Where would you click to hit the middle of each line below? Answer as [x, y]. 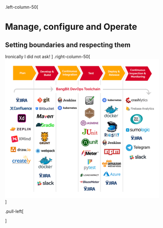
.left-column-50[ [22, 7]
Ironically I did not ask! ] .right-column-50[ [48, 57]
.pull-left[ [14, 211]
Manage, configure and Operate [71, 27]
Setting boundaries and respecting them [68, 45]
